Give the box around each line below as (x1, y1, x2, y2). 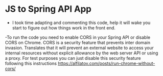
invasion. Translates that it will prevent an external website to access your (5, 45, 154, 51)
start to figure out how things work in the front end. (12, 25, 116, 30)
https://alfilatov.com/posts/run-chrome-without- (58, 60, 155, 66)
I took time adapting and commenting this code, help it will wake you (12, 20, 151, 25)
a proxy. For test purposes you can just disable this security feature (5, 55, 141, 61)
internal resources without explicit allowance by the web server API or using (5, 50, 158, 56)
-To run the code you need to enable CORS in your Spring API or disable (5, 34, 151, 40)
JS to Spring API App (5, 3, 92, 15)
